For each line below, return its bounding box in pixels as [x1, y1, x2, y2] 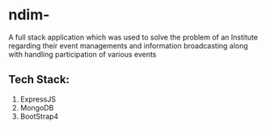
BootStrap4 [19, 111, 59, 121]
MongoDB [19, 102, 54, 112]
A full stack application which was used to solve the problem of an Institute [8, 32, 259, 42]
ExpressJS [19, 94, 57, 104]
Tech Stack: [8, 73, 70, 86]
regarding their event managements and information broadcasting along [8, 40, 248, 50]
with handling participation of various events [8, 49, 157, 59]
